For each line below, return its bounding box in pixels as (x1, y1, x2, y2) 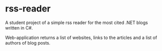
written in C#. (5, 24, 33, 30)
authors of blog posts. (5, 39, 51, 45)
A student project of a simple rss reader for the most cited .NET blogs (5, 19, 148, 25)
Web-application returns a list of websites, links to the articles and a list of (5, 34, 158, 40)
